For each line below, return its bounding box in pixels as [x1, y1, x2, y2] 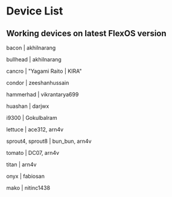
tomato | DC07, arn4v [6, 149, 59, 156]
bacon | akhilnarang [6, 44, 56, 51]
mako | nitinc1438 [6, 184, 50, 191]
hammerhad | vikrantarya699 [6, 91, 79, 98]
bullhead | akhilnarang [6, 56, 62, 63]
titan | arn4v [6, 161, 37, 168]
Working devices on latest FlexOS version [6, 28, 167, 39]
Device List [6, 4, 63, 18]
